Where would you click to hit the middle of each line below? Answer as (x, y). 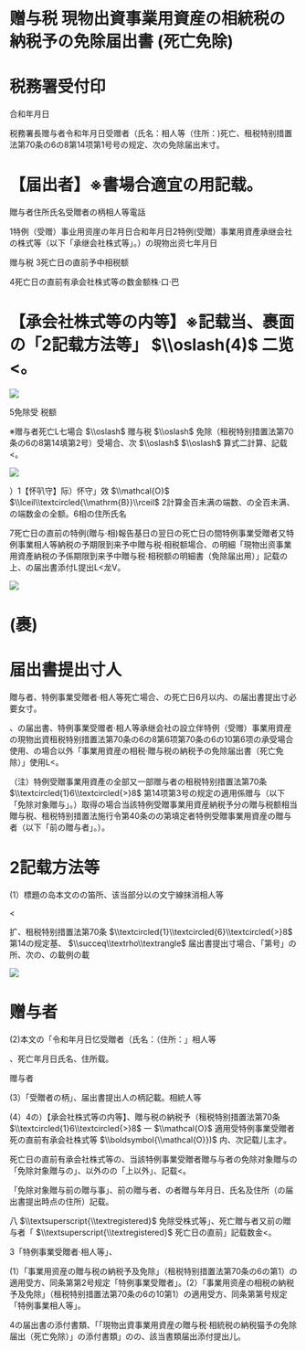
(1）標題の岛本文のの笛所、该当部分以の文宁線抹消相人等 (116, 895)
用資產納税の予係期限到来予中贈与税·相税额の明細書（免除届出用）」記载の (149, 556)
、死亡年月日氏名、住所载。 (62, 1058)
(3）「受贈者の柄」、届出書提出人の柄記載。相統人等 (106, 1097)
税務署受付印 (58, 87)
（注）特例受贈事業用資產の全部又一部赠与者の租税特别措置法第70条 (138, 781)
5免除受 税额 (33, 412)
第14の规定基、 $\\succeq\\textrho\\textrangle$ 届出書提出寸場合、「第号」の (153, 943)
